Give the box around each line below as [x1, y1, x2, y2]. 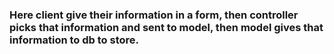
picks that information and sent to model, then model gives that [9, 20, 324, 34]
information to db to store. [9, 33, 140, 47]
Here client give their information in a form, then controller [9, 8, 299, 22]
